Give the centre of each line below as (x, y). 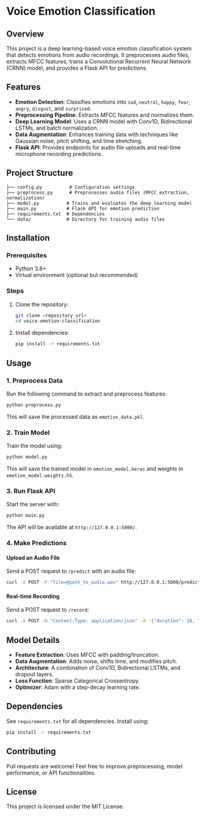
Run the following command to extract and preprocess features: (87, 394)
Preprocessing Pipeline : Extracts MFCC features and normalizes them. (105, 115)
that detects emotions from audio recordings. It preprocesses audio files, (98, 55)
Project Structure (40, 173)
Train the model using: (34, 446)
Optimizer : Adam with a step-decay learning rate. (77, 687)
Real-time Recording (33, 596)
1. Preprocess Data (34, 380)
